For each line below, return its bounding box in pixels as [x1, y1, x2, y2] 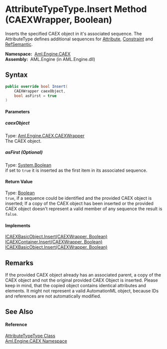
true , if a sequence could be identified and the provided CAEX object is [5, 195, 152, 201]
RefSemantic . [5, 41, 33, 47]
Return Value [5, 179, 33, 185]
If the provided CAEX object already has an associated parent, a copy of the [5, 272, 161, 278]
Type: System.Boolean [5, 162, 51, 168]
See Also [5, 308, 33, 316]
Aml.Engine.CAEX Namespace [5, 338, 67, 344]
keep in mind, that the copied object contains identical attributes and [5, 283, 146, 288]
